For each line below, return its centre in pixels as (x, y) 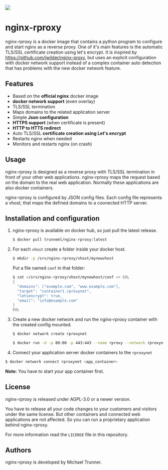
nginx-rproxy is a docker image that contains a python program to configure (84, 41)
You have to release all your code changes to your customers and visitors (81, 409)
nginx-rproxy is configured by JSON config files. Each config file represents (83, 197)
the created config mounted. (42, 325)
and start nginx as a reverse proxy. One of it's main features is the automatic (84, 47)
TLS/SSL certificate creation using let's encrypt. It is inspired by (71, 52)
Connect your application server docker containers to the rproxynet (82, 352)
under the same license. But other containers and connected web (73, 414)
